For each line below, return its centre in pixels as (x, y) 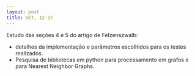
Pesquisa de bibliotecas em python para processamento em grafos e (102, 60)
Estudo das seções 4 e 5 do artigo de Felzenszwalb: (72, 35)
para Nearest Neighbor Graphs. (55, 66)
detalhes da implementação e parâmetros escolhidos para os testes (101, 47)
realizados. (29, 53)
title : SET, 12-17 (30, 18)
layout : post (23, 12)
